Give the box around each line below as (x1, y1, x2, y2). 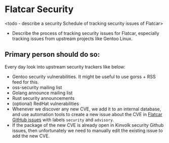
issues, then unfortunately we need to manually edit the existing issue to (12, 127, 163, 133)
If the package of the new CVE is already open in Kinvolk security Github (12, 122, 164, 128)
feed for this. (12, 79, 39, 85)
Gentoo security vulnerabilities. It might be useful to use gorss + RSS (12, 74, 156, 80)
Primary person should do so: (5, 50, 100, 59)
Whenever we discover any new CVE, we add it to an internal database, (12, 105, 161, 112)
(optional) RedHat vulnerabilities (12, 100, 79, 106)
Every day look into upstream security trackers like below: (5, 63, 126, 69)
